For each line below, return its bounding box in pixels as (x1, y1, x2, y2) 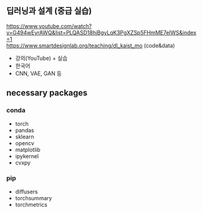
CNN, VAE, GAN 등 (15, 70, 62, 77)
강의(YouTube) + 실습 (15, 54, 68, 62)
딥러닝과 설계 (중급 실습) (6, 5, 92, 16)
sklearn (15, 133, 35, 140)
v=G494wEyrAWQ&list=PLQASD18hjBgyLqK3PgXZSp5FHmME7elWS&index (6, 29, 197, 36)
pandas (15, 126, 35, 134)
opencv (15, 139, 35, 146)
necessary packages (6, 88, 88, 98)
